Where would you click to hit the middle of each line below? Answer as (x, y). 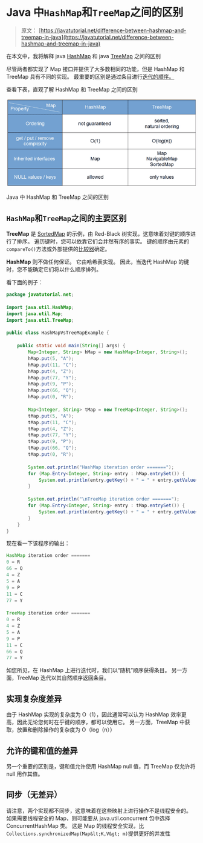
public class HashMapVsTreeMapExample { (58, 333)
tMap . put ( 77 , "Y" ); (53, 435)
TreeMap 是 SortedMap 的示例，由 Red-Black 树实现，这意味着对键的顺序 (98, 234)
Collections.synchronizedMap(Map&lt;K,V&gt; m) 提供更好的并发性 (89, 833)
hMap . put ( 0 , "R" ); (51, 397)
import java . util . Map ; (35, 314)
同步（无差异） (34, 795)
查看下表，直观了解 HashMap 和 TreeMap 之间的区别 (72, 89)
